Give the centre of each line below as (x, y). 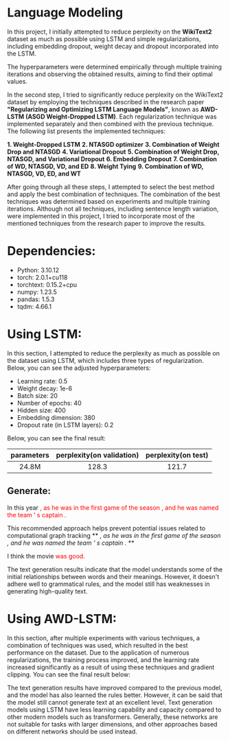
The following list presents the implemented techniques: (87, 131)
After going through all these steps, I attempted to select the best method (111, 187)
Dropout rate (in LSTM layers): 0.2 (65, 425)
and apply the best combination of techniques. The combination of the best (114, 194)
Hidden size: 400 (42, 410)
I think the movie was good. (46, 556)
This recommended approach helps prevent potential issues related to (106, 528)
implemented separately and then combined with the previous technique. (111, 123)
